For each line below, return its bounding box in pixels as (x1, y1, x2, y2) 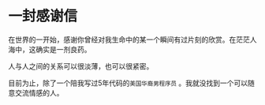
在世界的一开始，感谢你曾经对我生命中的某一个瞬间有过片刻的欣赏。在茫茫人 (8, 35, 257, 44)
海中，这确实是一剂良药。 (8, 44, 91, 54)
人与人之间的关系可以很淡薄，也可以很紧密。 (8, 61, 154, 71)
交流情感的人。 (14, 88, 64, 97)
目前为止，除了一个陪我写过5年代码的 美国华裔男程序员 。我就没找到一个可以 (8, 78, 248, 88)
